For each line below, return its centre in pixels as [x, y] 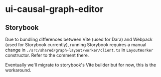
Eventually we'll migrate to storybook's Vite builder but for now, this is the [80, 65]
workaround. [18, 70]
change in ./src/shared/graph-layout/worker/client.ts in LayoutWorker [79, 50]
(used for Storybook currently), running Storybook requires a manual [76, 45]
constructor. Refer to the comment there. [47, 55]
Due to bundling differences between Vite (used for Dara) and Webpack [79, 39]
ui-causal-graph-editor [54, 9]
